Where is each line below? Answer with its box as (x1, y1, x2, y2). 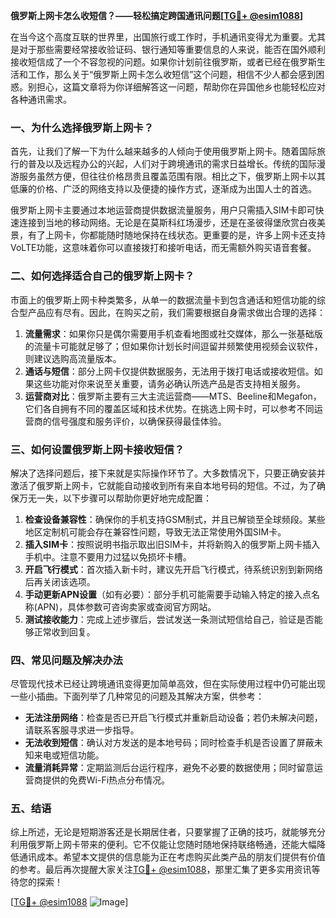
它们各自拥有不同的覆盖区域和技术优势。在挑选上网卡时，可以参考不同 (24, 402, 315, 414)
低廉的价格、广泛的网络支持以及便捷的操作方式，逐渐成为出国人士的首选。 (10, 183, 317, 195)
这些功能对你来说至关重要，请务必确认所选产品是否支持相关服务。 (33, 377, 306, 389)
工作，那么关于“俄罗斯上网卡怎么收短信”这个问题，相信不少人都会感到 (27, 69, 317, 80)
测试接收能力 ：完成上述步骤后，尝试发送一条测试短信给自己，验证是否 (24, 613, 315, 625)
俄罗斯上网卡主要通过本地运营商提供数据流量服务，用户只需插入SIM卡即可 (10, 204, 316, 216)
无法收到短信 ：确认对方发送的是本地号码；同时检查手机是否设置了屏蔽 (24, 737, 315, 749)
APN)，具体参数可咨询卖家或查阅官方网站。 (36, 600, 217, 613)
